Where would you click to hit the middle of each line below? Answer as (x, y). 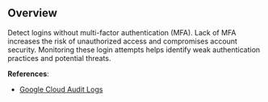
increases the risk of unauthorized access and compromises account (122, 41)
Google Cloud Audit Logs (61, 89)
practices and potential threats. (59, 58)
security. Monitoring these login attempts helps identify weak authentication (134, 49)
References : (28, 73)
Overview (33, 13)
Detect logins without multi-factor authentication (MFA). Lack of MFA (122, 32)
